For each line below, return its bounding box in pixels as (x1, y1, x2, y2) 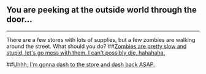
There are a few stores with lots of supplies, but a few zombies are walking (6, 36, 196, 43)
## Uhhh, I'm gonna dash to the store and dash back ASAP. (6, 61, 155, 68)
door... (6, 15, 32, 25)
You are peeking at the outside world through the (6, 5, 197, 15)
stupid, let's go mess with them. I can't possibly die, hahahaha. (6, 49, 166, 56)
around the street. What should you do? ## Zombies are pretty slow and (6, 42, 187, 50)
